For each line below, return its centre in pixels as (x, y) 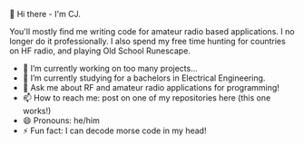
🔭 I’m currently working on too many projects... (110, 68)
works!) (37, 111)
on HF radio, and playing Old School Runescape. (100, 51)
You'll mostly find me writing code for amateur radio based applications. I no (152, 31)
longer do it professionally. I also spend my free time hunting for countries (147, 41)
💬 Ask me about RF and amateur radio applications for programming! (151, 87)
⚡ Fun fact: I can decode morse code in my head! (114, 130)
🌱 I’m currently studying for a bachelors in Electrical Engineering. (144, 78)
